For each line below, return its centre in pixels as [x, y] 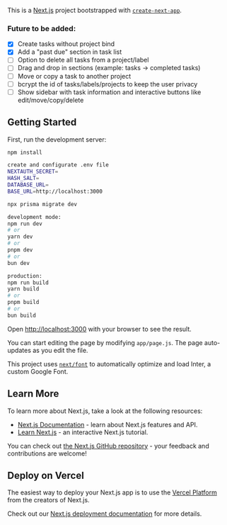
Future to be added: [42, 28]
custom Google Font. [38, 371]
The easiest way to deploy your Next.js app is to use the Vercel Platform [112, 492]
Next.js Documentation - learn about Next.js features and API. [107, 424]
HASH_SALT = [23, 179]
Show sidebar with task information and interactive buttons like [109, 92]
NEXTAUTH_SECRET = [33, 172]
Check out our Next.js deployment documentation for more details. [105, 514]
